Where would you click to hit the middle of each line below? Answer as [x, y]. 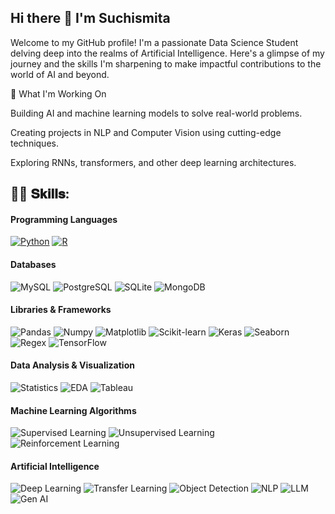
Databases [33, 264]
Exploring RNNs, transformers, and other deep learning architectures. [153, 162]
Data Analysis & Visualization [72, 365]
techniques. [34, 143]
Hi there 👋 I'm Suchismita [90, 18]
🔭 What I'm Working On [58, 93]
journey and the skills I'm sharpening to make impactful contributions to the [166, 63]
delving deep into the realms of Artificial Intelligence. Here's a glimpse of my [167, 53]
